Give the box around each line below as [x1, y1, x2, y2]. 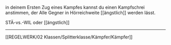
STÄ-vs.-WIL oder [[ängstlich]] [5, 20, 70, 25]
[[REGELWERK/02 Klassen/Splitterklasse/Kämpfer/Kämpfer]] [5, 34, 133, 40]
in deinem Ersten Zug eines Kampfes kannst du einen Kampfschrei [5, 5, 145, 10]
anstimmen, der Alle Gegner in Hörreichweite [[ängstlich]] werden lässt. [5, 10, 156, 16]
